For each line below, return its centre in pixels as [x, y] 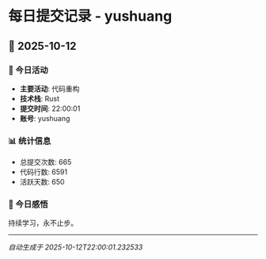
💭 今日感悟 [28, 204]
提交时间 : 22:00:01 [50, 109]
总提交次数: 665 [46, 162]
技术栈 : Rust [40, 98]
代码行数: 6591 [44, 172]
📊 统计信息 [30, 141]
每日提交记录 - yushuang [90, 16]
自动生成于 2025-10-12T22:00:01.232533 [76, 247]
